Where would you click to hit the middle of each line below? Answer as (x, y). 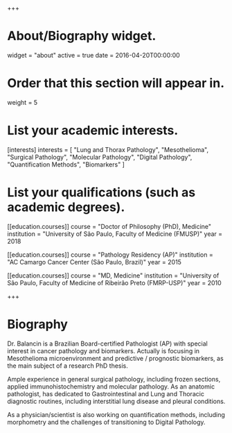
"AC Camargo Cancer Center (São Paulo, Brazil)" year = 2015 (95, 262)
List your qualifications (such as (101, 192)
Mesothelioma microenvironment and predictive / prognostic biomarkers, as (115, 358)
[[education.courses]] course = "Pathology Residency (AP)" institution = (110, 255)
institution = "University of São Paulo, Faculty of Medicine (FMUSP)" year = (115, 234)
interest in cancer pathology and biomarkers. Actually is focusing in (103, 350)
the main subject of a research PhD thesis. (68, 366)
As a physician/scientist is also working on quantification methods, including (116, 414)
